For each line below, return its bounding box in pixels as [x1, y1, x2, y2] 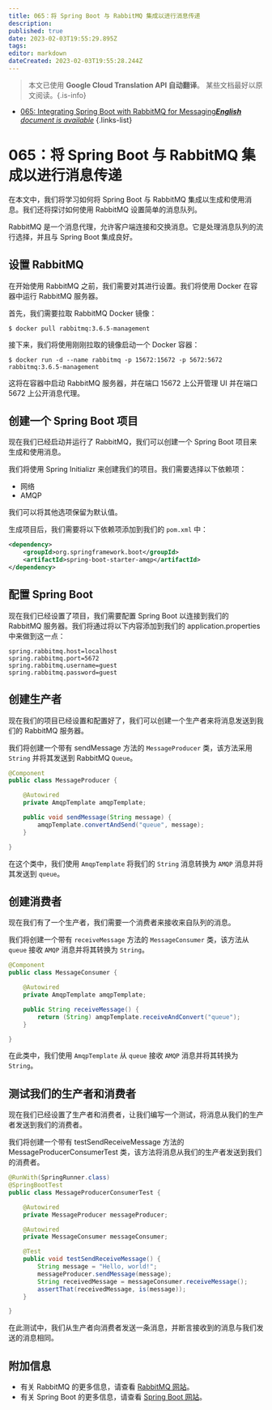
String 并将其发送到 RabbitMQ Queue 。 [8, 753, 138, 762]
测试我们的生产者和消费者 [8, 1086, 136, 1101]
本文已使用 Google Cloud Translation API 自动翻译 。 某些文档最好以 [28, 80, 257, 90]
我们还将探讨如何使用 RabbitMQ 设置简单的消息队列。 [22, 204, 202, 214]
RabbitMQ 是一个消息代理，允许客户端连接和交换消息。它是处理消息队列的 [8, 222, 257, 231]
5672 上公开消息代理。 [8, 388, 85, 397]
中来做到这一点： [8, 631, 66, 640]
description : [8, 19, 53, 28]
